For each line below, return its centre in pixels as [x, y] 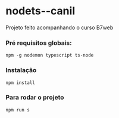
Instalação [21, 70]
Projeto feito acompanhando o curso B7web [59, 27]
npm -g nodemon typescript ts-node [50, 55]
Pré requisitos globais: [39, 43]
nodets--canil [40, 11]
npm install [20, 83]
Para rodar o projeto [35, 98]
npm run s [18, 110]
